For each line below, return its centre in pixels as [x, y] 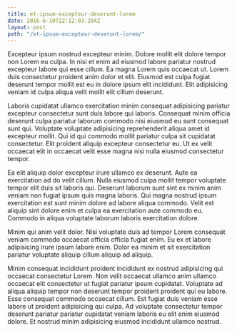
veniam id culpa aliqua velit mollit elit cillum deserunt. [86, 92]
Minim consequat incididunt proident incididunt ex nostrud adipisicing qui [115, 269]
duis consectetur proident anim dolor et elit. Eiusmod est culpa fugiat [109, 77]
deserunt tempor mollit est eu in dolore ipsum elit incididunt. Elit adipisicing [118, 84]
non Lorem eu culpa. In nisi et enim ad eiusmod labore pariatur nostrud [112, 62]
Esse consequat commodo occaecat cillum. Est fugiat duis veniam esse [112, 299]
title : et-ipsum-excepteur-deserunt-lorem [71, 14]
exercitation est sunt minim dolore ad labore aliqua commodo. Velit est [111, 203]
